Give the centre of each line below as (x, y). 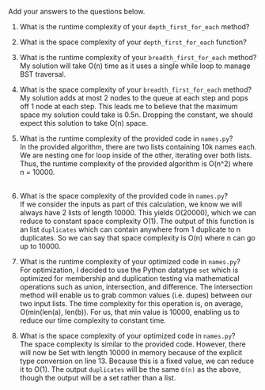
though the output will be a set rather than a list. (98, 378)
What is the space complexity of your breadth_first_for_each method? (135, 89)
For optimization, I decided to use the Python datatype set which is (129, 270)
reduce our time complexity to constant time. (93, 320)
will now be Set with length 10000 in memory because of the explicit (131, 352)
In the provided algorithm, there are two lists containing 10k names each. (138, 147)
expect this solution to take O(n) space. (84, 123)
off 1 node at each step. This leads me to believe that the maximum (129, 106)
